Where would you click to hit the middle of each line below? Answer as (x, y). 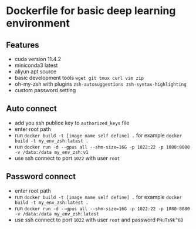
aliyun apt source (36, 71)
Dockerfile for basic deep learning (91, 11)
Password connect (41, 176)
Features (23, 45)
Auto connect (32, 109)
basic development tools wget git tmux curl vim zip (79, 78)
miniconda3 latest (36, 65)
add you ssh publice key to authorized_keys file (72, 123)
